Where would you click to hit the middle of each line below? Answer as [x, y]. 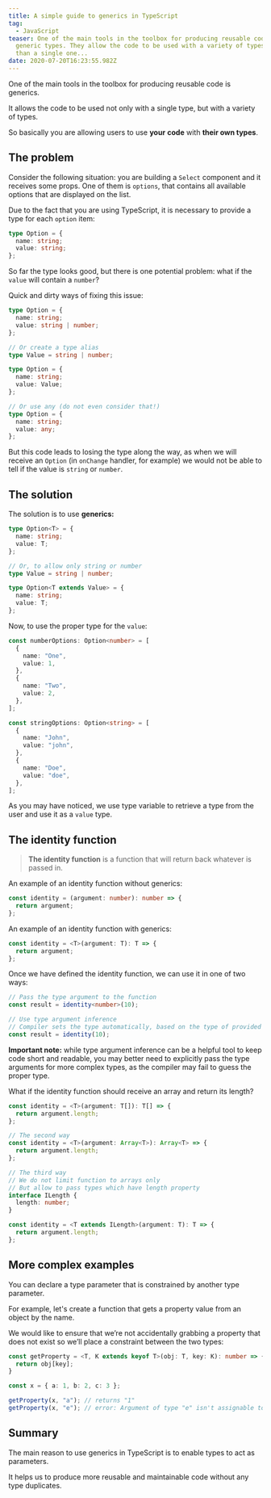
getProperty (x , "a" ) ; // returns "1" [72, 1401]
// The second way [39, 1135]
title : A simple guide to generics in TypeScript [94, 16]
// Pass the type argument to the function [83, 997]
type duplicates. [35, 1485]
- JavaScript [38, 31]
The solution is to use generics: [61, 514]
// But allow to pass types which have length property [104, 1188]
